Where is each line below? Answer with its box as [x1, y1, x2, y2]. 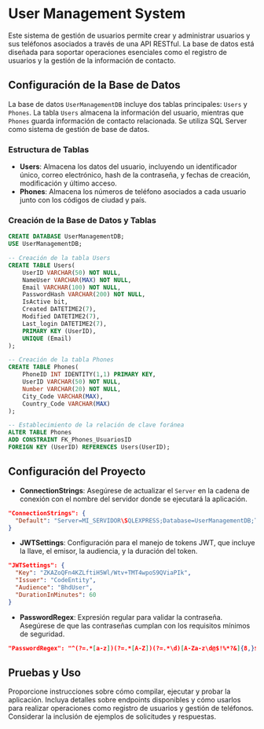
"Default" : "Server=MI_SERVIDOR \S [15, 516, 128, 525]
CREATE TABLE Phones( [8, 363, 79, 372]
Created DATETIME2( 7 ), [22, 306, 97, 313]
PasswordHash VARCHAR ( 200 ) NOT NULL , [22, 291, 146, 299]
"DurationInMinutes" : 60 [15, 591, 97, 599]
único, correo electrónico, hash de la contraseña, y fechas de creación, [19, 170, 251, 180]
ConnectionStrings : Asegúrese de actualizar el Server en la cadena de [19, 485, 250, 495]
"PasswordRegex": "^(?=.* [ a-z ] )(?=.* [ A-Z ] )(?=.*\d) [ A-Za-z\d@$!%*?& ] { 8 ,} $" [8, 644, 262, 652]
